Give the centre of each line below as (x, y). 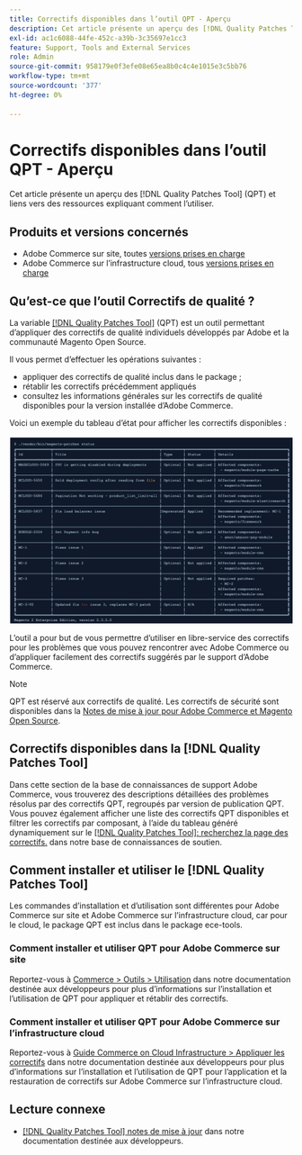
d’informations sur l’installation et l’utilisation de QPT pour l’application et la (148, 1071)
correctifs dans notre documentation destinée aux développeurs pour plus (147, 1061)
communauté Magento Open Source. (78, 342)
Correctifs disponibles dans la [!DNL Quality (135, 749)
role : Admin (31, 57)
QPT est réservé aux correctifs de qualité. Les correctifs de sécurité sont (144, 701)
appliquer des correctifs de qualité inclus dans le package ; (132, 377)
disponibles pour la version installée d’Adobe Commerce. (128, 406)
